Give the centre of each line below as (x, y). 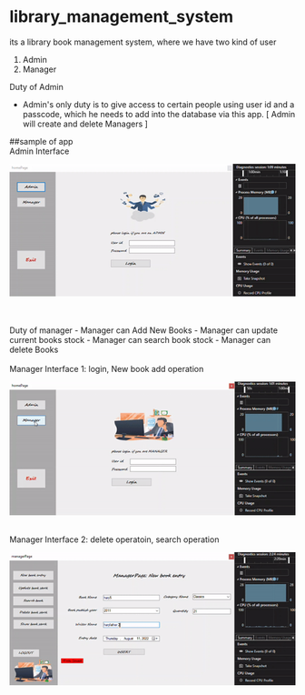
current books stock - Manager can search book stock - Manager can (140, 340)
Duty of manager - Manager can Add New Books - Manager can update (144, 330)
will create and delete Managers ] (85, 124)
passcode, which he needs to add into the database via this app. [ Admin (159, 114)
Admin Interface (39, 151)
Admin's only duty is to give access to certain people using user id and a (158, 104)
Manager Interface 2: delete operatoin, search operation (114, 539)
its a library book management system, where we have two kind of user (143, 42)
